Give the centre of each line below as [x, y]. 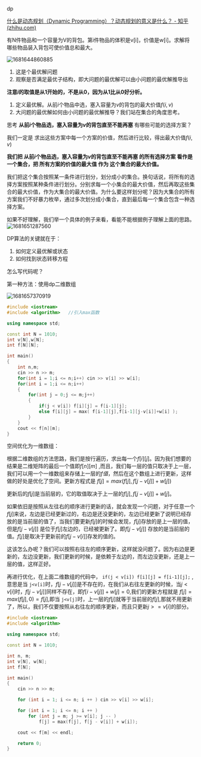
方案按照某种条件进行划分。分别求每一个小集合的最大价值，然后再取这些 [101, 184]
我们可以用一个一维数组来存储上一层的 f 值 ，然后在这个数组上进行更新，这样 [99, 474]
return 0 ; [30, 743]
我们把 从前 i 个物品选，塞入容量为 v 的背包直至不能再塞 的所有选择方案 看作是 [100, 157]
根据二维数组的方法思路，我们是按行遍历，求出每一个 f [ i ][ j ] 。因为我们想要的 [99, 459]
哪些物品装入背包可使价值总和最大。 [51, 48]
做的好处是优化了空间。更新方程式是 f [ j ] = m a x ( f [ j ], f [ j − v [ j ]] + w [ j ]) [89, 481]
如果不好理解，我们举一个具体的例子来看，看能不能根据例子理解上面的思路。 [101, 219]
